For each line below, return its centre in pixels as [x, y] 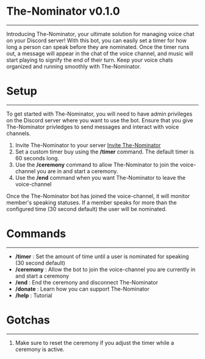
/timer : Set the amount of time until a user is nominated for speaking [102, 256]
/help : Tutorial [34, 295]
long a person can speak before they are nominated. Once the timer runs [98, 46]
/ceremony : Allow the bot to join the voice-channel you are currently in [105, 269]
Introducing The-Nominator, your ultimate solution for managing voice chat [100, 34]
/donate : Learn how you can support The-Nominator [82, 289]
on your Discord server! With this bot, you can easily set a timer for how [97, 40]
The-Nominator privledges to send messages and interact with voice [93, 127]
